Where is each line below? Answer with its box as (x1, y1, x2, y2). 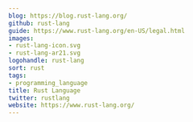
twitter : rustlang (8, 94, 70, 102)
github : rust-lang (8, 19, 70, 27)
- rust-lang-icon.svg (8, 42, 81, 50)
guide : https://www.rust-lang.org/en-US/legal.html (8, 26, 185, 35)
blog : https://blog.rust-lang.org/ (8, 11, 128, 20)
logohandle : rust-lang (8, 57, 84, 65)
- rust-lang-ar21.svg (8, 49, 81, 57)
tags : (8, 71, 27, 79)
